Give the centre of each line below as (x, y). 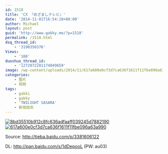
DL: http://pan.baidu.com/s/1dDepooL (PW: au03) (56, 146)
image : (12, 70)
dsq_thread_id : (21, 42)
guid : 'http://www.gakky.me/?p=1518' (44, 33)
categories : (17, 75)
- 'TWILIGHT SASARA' (35, 103)
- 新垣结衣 (24, 107)
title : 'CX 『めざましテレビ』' (35, 14)
